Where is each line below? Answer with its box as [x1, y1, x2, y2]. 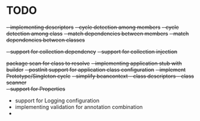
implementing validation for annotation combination [14, 103, 143, 110]
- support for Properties [6, 85, 66, 92]
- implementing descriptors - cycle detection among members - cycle [6, 23, 180, 31]
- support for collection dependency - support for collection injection [6, 48, 178, 55]
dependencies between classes [6, 36, 86, 43]
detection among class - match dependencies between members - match [6, 29, 189, 37]
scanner [6, 79, 27, 86]
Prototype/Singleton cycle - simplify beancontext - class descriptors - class [6, 72, 195, 79]
